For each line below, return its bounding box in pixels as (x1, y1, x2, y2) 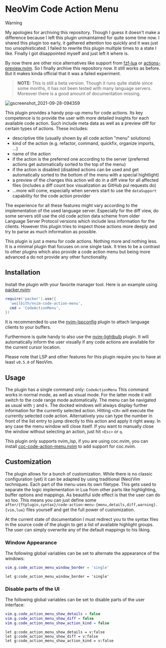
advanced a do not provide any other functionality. (5, 254, 108, 260)
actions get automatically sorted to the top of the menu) (12, 161, 126, 167)
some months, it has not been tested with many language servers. (17, 85, 152, 91)
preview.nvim (5, 65, 32, 71)
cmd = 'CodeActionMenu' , (9, 305, 61, 310)
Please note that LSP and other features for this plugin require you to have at (5, 354, 161, 360)
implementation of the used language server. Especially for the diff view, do (5, 208, 159, 214)
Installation (5, 268, 41, 277)
